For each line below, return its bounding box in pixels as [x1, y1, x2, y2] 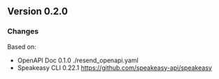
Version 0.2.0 [7, 6, 69, 17]
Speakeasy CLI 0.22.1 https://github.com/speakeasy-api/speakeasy [17, 63, 212, 72]
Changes [7, 27, 39, 36]
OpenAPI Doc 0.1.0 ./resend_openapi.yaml [17, 56, 139, 64]
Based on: [7, 42, 36, 51]
